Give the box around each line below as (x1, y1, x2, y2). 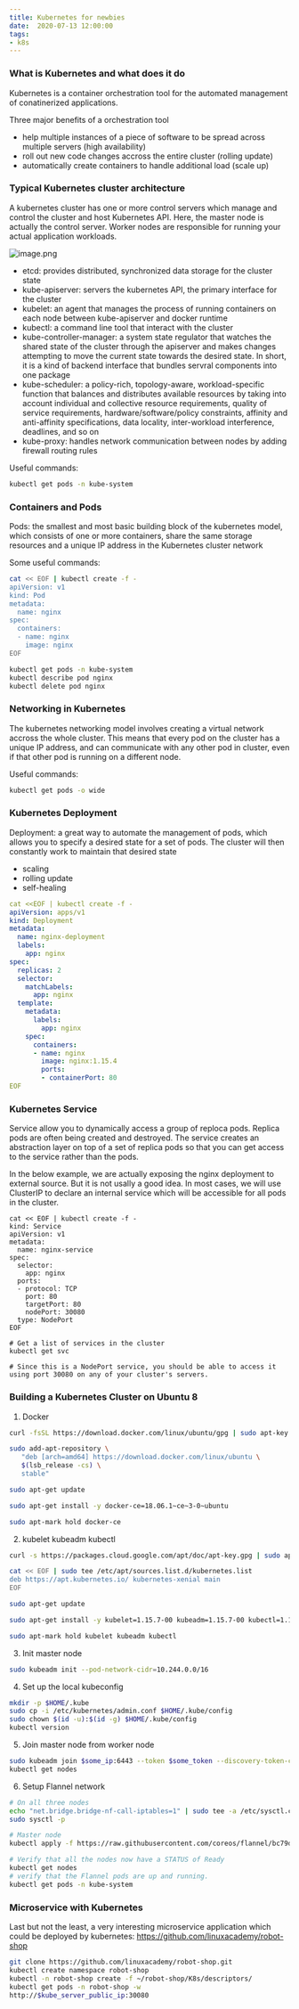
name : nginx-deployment (17, 933, 105, 942)
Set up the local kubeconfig (21, 1681, 124, 1692)
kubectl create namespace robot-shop (9, 1965, 149, 1974)
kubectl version (9, 1723, 69, 1733)
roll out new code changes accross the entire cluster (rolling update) (21, 151, 273, 161)
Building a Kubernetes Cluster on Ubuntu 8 (9, 1391, 198, 1403)
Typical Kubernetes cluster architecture (9, 182, 185, 194)
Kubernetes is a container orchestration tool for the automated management (9, 87, 288, 98)
